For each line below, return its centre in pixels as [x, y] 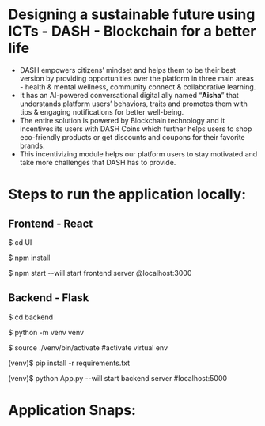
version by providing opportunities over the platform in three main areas [137, 78]
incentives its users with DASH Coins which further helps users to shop [136, 129]
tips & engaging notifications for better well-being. [102, 111]
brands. [32, 145]
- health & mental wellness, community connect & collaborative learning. [138, 87]
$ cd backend [31, 317]
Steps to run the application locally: [127, 194]
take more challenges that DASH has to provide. [98, 162]
